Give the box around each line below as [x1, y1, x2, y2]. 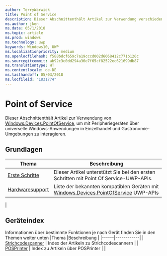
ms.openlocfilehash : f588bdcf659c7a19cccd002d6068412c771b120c [5, 53, 139, 59]
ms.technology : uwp [5, 40, 46, 45]
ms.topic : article [5, 30, 43, 35]
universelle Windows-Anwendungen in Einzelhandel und [5, 125, 121, 131]
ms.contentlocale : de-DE [5, 68, 57, 73]
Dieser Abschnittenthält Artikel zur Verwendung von [5, 115, 112, 121]
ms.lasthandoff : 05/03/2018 [5, 72, 64, 77]
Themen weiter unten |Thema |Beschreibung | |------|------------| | [5, 235, 144, 241]
